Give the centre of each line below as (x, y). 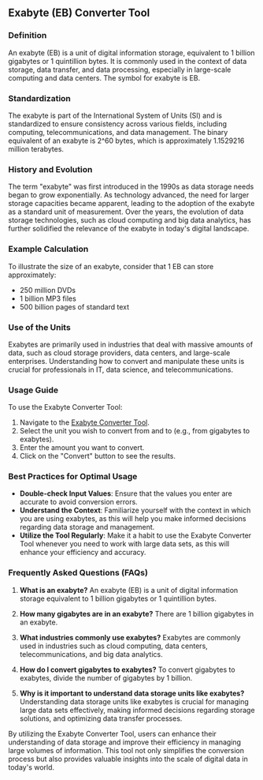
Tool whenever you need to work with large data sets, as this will (124, 544)
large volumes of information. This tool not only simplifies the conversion (126, 750)
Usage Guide (33, 390)
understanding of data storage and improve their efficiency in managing (125, 742)
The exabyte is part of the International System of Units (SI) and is (115, 115)
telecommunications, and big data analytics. (91, 654)
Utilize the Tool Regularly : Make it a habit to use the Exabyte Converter (135, 535)
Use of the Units (39, 327)
